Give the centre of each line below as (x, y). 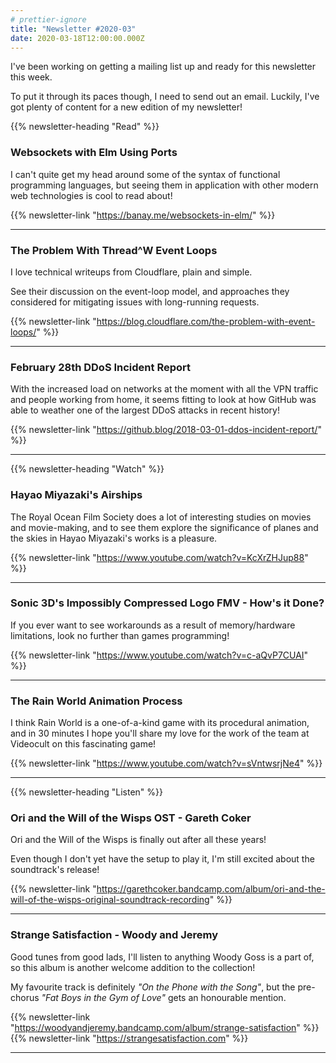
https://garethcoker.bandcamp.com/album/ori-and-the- (211, 889)
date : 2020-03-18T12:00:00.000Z (77, 38)
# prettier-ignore (48, 19)
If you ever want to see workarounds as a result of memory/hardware (153, 625)
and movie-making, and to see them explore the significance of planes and (164, 527)
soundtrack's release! (55, 870)
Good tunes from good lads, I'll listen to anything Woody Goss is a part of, (162, 957)
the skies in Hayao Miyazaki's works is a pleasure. (114, 538)
